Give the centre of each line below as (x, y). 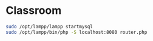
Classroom (34, 11)
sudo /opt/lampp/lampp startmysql (49, 27)
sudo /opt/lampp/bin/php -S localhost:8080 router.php (76, 32)
